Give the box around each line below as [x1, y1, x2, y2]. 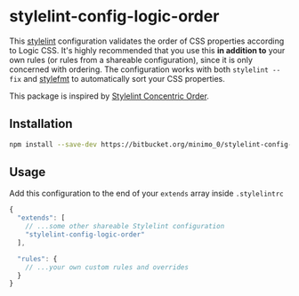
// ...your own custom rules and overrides [25, 262, 190, 272]
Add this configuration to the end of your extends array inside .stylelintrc [9, 188, 284, 199]
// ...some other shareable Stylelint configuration [25, 222, 225, 231]
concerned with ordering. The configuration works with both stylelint [9, 64, 269, 75]
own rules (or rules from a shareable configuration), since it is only [9, 54, 254, 65]
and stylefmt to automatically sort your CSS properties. [23, 73, 225, 84]
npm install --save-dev [9, 140, 98, 148]
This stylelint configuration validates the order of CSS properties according [9, 36, 285, 46]
